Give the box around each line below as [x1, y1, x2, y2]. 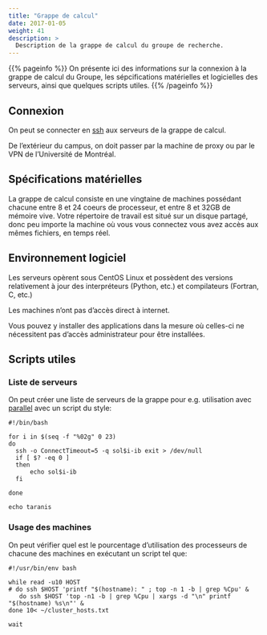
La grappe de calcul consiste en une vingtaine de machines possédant [8, 193, 242, 203]
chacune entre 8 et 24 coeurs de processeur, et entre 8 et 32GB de [8, 202, 231, 212]
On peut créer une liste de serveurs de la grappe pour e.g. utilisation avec [8, 395, 253, 405]
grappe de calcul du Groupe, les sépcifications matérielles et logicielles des [8, 72, 258, 82]
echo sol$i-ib [29, 468, 78, 476]
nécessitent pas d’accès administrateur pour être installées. [8, 329, 206, 339]
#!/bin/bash [8, 419, 48, 427]
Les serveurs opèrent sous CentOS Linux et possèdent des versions [8, 272, 233, 282]
